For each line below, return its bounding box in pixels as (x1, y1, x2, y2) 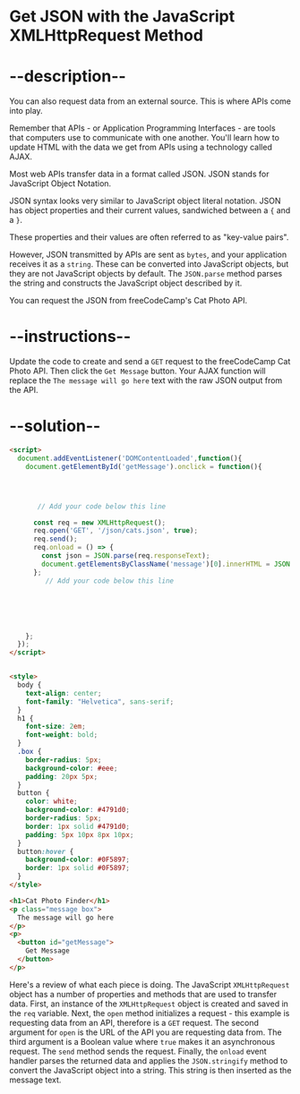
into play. (9, 106, 43, 116)
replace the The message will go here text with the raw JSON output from (9, 375, 283, 386)
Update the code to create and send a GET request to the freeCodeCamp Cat (9, 356, 291, 367)
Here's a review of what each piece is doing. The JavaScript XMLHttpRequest (9, 979, 290, 990)
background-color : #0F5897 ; (25, 855, 130, 865)
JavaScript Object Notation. (9, 178, 112, 189)
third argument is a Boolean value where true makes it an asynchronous (9, 1036, 276, 1047)
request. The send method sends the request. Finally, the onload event (9, 1046, 267, 1056)
